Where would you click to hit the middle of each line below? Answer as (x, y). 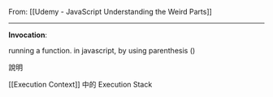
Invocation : (28, 35)
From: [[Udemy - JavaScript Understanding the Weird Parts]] (110, 12)
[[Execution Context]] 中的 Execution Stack (80, 84)
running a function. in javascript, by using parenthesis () (102, 51)
